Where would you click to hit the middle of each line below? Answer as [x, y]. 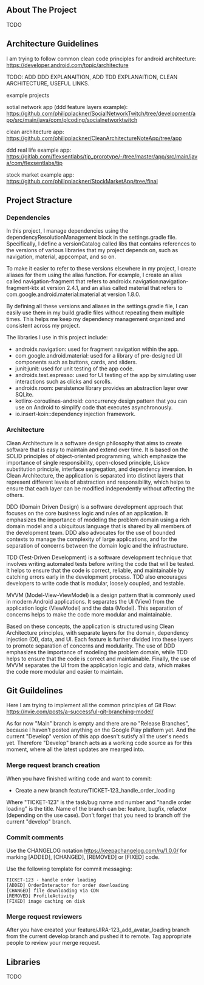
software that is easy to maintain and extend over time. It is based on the [97, 450]
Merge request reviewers [44, 916]
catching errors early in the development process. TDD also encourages [97, 577]
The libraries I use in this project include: [57, 337]
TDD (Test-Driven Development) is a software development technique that [99, 557]
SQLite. [24, 395]
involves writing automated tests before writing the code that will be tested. [100, 563]
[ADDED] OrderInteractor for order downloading [68, 886]
